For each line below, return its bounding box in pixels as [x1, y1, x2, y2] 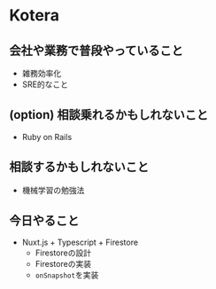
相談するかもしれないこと [9, 160, 149, 175]
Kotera [9, 5, 60, 26]
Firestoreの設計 [35, 247, 91, 258]
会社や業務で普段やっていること [9, 43, 183, 58]
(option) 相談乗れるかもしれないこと [9, 107, 209, 122]
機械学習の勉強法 [21, 184, 85, 195]
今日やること [9, 214, 80, 229]
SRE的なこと [21, 79, 69, 90]
